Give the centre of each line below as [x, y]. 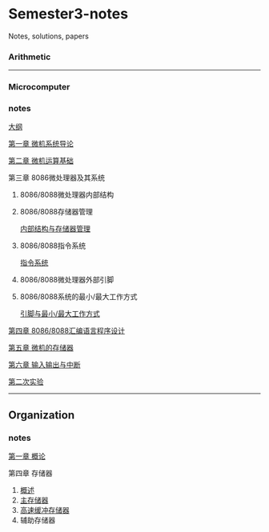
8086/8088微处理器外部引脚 [67, 280]
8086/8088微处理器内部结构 [67, 195]
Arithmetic [30, 57]
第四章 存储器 [30, 474]
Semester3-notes [68, 14]
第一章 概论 [27, 456]
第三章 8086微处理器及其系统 [57, 178]
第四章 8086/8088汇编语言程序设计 [67, 331]
